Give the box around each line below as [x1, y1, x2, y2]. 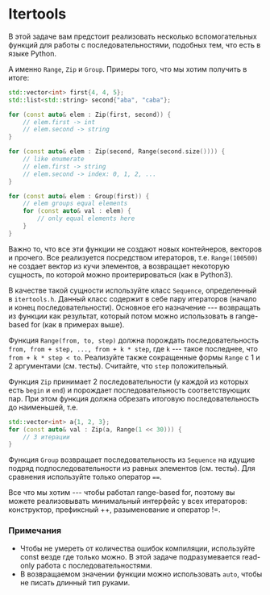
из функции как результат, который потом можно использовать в [8, 311, 234, 321]
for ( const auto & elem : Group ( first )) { [8, 192, 150, 200]
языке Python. [8, 48, 56, 58]
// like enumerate [23, 155, 85, 164]
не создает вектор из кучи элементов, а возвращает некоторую [8, 261, 230, 271]
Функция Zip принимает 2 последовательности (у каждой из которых [8, 377, 249, 386]
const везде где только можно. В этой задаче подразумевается [19, 551, 240, 561]
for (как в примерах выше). [31, 319, 125, 329]
